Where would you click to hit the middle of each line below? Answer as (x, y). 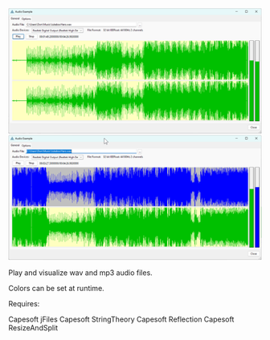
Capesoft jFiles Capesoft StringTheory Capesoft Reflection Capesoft (121, 319)
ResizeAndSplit (33, 328)
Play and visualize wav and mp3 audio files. (80, 273)
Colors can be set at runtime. (56, 289)
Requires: (24, 304)
